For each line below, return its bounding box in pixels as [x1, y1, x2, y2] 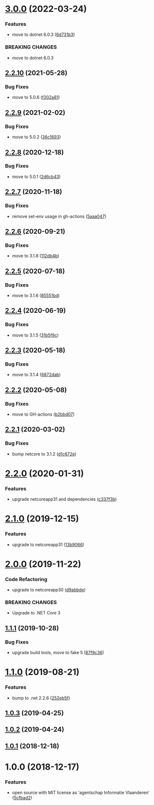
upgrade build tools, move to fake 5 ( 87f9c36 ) [12, 650, 104, 656]
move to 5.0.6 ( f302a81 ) [12, 95, 60, 100]
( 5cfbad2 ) [12, 795, 32, 801]
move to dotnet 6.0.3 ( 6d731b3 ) [12, 32, 75, 37]
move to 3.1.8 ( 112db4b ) [12, 253, 60, 259]
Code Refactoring [5, 576, 47, 582]
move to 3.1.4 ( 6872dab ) [12, 372, 61, 378]
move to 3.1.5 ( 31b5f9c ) [12, 332, 59, 338]
